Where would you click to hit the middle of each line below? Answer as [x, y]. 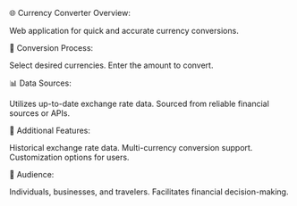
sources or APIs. [39, 113]
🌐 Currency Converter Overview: [70, 13]
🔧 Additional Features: [50, 130]
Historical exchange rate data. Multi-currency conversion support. [131, 148]
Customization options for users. [69, 157]
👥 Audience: [32, 174]
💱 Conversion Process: [51, 48]
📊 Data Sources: [40, 83]
